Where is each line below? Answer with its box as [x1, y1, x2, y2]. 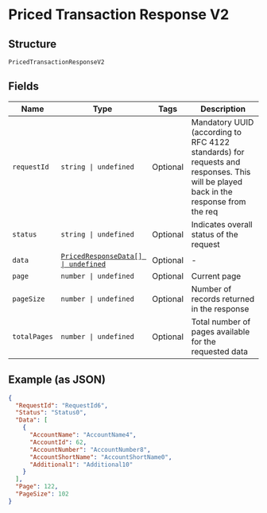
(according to [191, 126, 242, 137]
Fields [8, 79, 40, 93]
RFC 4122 [191, 137, 230, 148]
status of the [191, 229, 238, 240]
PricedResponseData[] [60, 252, 143, 260]
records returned [191, 293, 255, 304]
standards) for [191, 146, 245, 157]
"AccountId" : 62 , [29, 438, 87, 446]
